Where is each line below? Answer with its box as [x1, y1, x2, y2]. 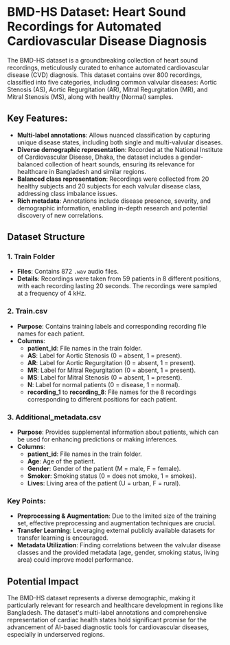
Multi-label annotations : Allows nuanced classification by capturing [16, 131, 211, 139]
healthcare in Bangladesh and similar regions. [16, 167, 146, 175]
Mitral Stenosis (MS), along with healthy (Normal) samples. [7, 92, 174, 100]
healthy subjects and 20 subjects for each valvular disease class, [16, 182, 202, 190]
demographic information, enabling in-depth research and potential [16, 204, 208, 212]
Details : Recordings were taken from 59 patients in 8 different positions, [16, 274, 222, 283]
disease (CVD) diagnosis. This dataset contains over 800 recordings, [7, 70, 203, 79]
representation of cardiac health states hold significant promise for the [7, 616, 207, 624]
